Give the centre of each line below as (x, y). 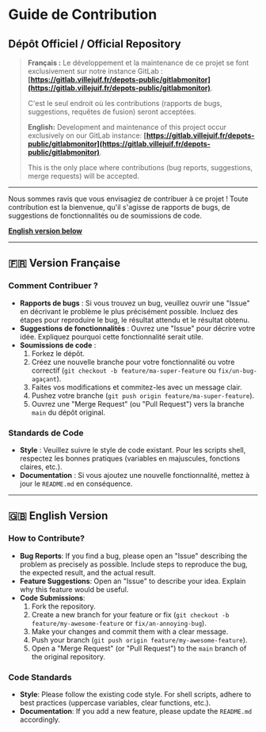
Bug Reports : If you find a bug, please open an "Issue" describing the (133, 556)
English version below (46, 231)
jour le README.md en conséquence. (76, 484)
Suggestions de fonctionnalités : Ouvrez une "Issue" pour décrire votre (137, 328)
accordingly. (40, 719)
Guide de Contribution (83, 15)
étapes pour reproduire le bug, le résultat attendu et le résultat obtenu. (135, 320)
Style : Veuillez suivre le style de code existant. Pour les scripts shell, (133, 449)
